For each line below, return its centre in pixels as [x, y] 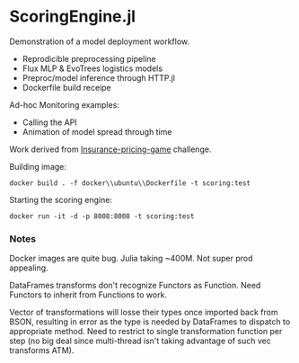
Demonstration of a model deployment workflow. [100, 41]
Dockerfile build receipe [67, 87]
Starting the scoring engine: [61, 199]
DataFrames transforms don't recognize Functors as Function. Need [135, 286]
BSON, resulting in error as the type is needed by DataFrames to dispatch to [150, 322]
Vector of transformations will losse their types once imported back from [144, 313]
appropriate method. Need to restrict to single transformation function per [146, 332]
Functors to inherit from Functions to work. [88, 295]
